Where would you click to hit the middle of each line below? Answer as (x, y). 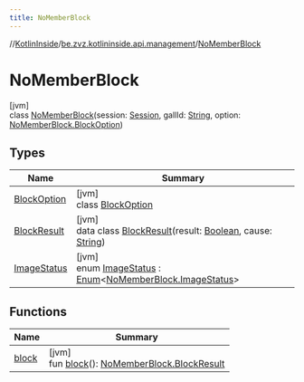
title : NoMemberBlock (50, 18)
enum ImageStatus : (119, 268)
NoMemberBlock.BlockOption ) (66, 124)
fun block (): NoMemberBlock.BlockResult (137, 364)
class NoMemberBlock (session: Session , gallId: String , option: (125, 115)
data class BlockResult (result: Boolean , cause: (175, 231)
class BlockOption (115, 205)
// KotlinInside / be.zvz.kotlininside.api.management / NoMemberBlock (135, 43)
